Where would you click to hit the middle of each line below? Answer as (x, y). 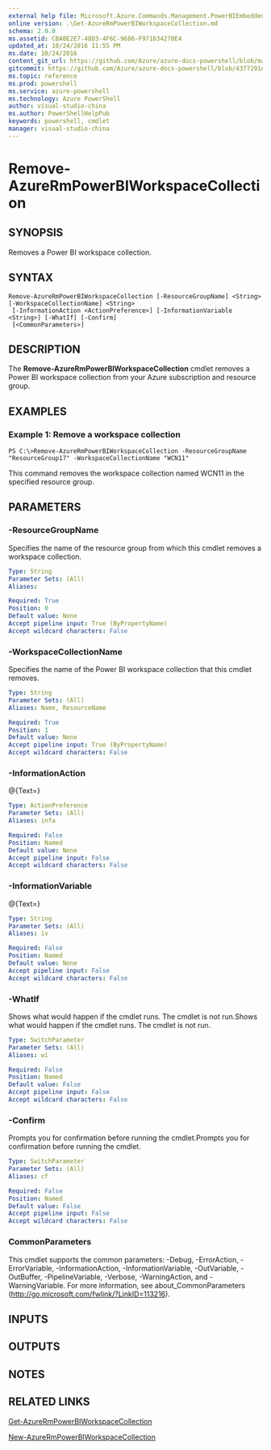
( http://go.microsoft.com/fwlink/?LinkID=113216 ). (90, 1294)
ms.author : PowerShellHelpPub (59, 114)
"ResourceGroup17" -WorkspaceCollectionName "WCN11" (99, 459)
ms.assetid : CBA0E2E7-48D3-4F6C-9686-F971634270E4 (95, 38)
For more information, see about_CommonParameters (156, 1285)
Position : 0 (28, 609)
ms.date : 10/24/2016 (43, 53)
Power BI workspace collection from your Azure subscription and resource (132, 378)
